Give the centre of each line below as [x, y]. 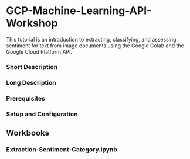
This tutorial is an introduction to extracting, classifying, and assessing [91, 39]
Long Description [31, 82]
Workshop [32, 23]
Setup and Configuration [42, 114]
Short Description [32, 67]
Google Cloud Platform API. [39, 51]
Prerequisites [26, 98]
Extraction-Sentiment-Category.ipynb [62, 149]
